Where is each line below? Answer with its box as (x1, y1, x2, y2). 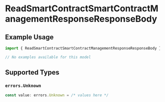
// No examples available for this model (5, 54, 91, 59)
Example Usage (5, 33, 54, 41)
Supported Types (5, 68, 60, 76)
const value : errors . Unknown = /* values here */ (5, 93, 109, 98)
